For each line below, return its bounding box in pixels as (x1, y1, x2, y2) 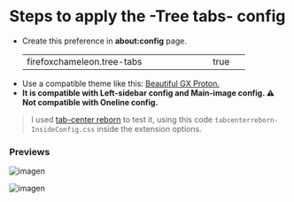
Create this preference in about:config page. (21, 35, 188, 46)
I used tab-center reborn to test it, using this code (30, 113, 213, 125)
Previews (9, 145, 50, 158)
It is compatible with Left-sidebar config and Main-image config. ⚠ (21, 87, 275, 98)
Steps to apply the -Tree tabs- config (9, 6, 286, 27)
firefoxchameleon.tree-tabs (26, 55, 143, 67)
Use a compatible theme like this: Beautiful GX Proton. (21, 78, 220, 89)
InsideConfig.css (30, 125, 96, 134)
